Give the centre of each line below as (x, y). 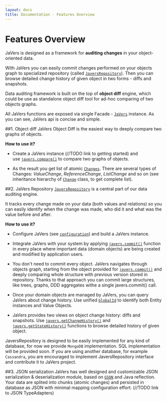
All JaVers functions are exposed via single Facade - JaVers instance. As (80, 114)
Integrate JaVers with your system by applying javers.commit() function (86, 243)
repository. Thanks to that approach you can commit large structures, (84, 280)
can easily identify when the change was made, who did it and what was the (83, 209)
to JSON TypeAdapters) (30, 393)
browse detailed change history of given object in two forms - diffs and (78, 78)
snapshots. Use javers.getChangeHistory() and (61, 320)
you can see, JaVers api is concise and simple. (53, 119)
